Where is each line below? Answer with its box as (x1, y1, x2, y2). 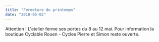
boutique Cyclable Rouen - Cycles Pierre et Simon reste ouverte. (5, 31, 140, 37)
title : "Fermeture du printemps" (5, 7, 76, 12)
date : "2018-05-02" (5, 12, 46, 17)
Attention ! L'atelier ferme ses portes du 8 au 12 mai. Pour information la (5, 25, 154, 31)
